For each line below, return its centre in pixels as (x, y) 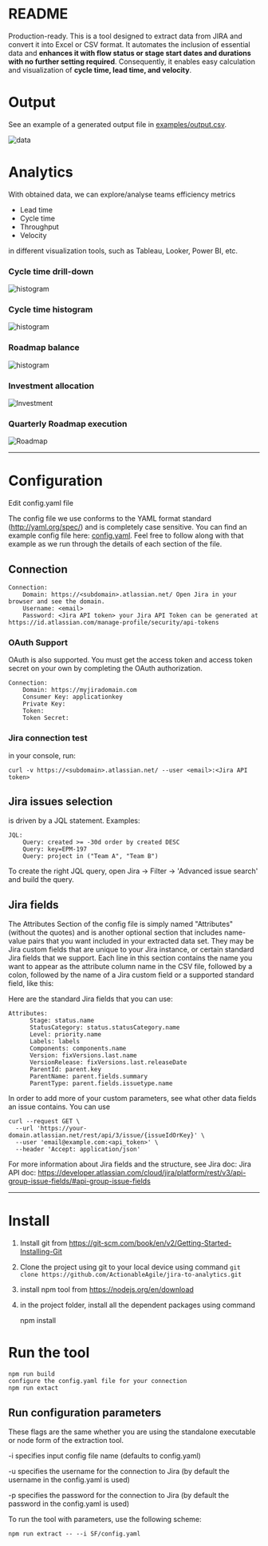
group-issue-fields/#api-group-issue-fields (80, 1181)
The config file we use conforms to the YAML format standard (110, 519)
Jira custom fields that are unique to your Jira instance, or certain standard (131, 950)
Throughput (39, 227)
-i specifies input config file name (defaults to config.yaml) (104, 1456)
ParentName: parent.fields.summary (89, 1077)
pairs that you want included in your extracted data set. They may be (141, 941)
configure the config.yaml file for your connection (98, 1381)
